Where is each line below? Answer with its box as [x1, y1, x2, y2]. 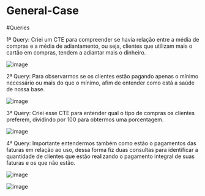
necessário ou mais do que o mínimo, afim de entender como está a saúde [6, 79, 195, 86]
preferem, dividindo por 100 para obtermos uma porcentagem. [6, 116, 164, 123]
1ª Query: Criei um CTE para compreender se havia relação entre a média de [6, 36, 199, 43]
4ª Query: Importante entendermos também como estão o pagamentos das [6, 139, 197, 147]
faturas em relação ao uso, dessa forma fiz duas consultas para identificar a [6, 146, 199, 153]
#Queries [6, 24, 30, 31]
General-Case [6, 4, 80, 18]
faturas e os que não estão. [6, 159, 75, 166]
